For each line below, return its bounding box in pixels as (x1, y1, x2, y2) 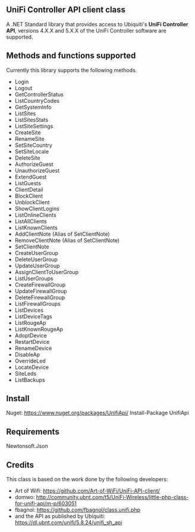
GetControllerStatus (14, 91, 64, 98)
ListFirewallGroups (14, 300, 61, 307)
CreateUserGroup (14, 249, 58, 256)
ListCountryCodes (14, 97, 59, 104)
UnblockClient (14, 198, 50, 205)
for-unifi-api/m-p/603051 (14, 500, 77, 507)
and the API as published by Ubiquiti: (14, 513, 106, 520)
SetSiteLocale (14, 147, 49, 155)
